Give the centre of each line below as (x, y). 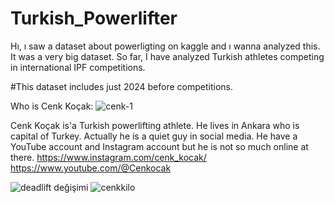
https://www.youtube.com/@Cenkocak (91, 168)
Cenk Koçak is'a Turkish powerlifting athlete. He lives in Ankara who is (155, 125)
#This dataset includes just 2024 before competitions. (122, 86)
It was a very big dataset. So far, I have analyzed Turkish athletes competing (167, 56)
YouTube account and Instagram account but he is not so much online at (159, 146)
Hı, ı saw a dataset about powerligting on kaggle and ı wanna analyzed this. (165, 46)
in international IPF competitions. (78, 67)
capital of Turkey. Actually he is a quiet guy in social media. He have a (154, 136)
